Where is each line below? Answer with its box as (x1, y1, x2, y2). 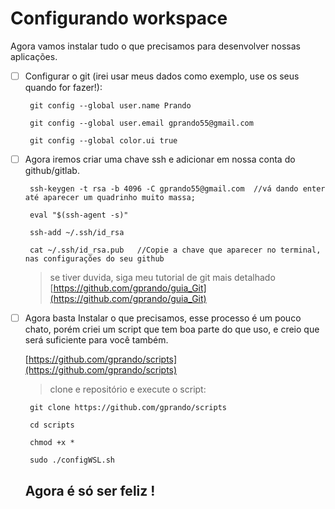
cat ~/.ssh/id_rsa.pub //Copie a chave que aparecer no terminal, (29, 245, 322, 256)
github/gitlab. (24, 165, 80, 177)
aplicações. (10, 50, 58, 62)
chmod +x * (29, 438, 75, 448)
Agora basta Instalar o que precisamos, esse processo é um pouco (24, 312, 302, 324)
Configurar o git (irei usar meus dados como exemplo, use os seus (24, 70, 300, 82)
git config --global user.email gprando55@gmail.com (29, 118, 254, 128)
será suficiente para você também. (24, 334, 169, 346)
